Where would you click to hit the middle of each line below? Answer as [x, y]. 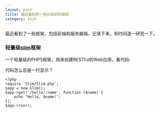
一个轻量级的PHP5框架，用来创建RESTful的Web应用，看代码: [68, 59]
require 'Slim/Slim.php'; [32, 84]
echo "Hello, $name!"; [38, 97]
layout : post [19, 10]
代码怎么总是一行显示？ [29, 70]
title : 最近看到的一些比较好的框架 [37, 14]
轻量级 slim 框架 [23, 48]
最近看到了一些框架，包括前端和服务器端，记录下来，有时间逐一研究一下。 [81, 34]
